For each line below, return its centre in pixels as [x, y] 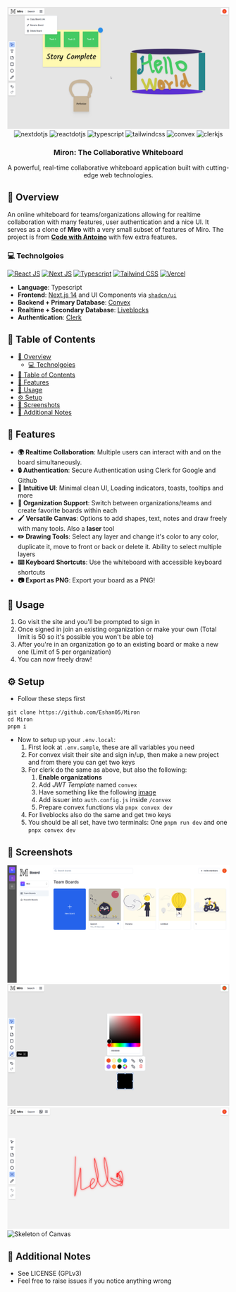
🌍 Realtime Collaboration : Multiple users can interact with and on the [119, 452]
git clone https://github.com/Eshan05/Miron [74, 712]
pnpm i [17, 727]
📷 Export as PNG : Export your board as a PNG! [86, 580]
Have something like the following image [97, 792]
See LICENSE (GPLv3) [50, 1273]
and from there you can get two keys [81, 763]
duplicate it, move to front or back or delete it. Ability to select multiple [119, 546]
